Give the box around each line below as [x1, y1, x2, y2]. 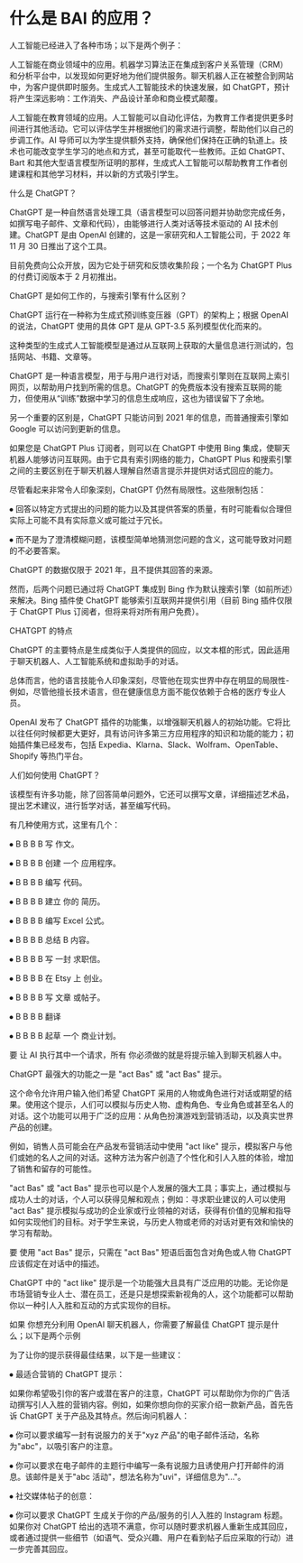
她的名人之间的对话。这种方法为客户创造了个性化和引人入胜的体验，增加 [24, 1151, 294, 1162]
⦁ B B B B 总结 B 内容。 [9, 934, 95, 945]
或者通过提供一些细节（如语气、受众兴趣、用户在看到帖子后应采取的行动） [9, 1531, 286, 1543]
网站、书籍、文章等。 [16, 351, 96, 362]
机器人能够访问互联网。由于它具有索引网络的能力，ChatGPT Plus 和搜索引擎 [9, 453, 293, 465]
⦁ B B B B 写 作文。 [9, 838, 79, 849]
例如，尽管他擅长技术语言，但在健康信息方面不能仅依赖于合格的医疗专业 [9, 686, 278, 697]
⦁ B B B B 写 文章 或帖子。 [9, 992, 106, 1003]
